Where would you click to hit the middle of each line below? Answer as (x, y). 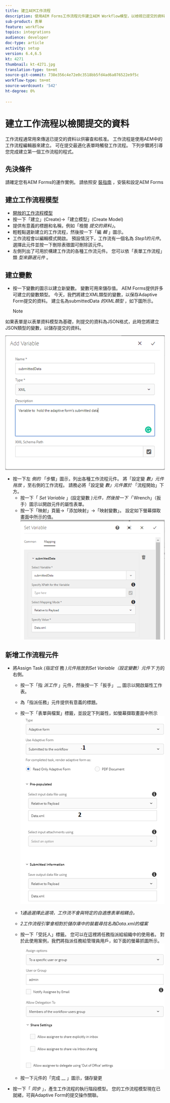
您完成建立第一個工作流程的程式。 (41, 151)
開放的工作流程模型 (33, 213)
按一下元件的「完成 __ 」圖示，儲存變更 (61, 1078)
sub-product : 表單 (24, 21)
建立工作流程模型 (32, 200)
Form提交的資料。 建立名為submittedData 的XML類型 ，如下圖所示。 (84, 301)
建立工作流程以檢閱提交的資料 (68, 124)
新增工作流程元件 (32, 655)
